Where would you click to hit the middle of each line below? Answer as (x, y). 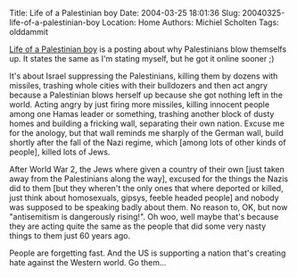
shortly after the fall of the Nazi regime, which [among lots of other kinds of (148, 143)
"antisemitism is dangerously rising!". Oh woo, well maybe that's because (144, 217)
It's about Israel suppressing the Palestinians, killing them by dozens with (144, 76)
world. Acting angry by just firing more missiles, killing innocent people (140, 105)
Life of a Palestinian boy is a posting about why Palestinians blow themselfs (148, 49)
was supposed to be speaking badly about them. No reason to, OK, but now (148, 207)
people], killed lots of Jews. (60, 152)
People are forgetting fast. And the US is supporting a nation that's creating (148, 253)
